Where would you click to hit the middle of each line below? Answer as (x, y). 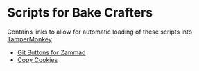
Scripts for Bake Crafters (80, 13)
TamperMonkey (29, 39)
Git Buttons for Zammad (51, 52)
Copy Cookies (37, 59)
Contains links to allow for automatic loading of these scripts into (100, 32)
